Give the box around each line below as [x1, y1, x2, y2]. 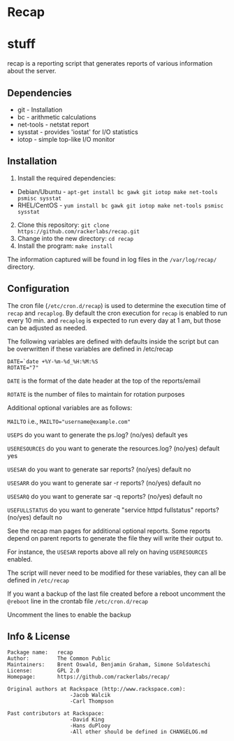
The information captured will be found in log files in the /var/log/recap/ [7, 255, 217, 263]
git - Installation [17, 105, 63, 114]
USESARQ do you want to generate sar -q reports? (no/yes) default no [7, 492, 203, 500]
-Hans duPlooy [69, 722, 111, 730]
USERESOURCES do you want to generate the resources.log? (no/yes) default [7, 444, 220, 453]
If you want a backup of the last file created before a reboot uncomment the [7, 589, 226, 598]
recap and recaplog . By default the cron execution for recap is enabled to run [7, 309, 228, 317]
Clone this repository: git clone [17, 221, 110, 229]
